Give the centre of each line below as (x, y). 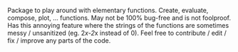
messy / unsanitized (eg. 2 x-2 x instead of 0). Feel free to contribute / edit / (117, 33)
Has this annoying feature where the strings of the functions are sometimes (118, 25)
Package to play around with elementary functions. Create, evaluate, (108, 10)
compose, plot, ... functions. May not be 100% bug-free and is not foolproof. (119, 18)
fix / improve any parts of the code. (59, 41)
